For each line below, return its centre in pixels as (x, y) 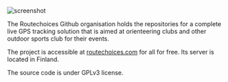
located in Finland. (33, 59)
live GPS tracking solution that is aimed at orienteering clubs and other (107, 31)
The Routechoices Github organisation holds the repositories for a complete (114, 24)
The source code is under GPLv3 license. (65, 73)
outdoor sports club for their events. (58, 39)
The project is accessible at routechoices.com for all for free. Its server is (111, 52)
